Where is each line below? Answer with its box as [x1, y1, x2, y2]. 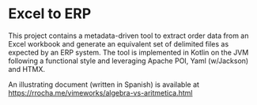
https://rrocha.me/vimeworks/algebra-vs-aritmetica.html [8, 88, 193, 97]
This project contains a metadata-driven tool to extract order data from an [8, 31, 249, 40]
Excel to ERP [8, 5, 92, 23]
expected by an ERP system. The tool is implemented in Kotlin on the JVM [8, 47, 249, 57]
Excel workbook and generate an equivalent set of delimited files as [8, 39, 229, 48]
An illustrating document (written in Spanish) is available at [8, 80, 200, 89]
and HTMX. [8, 64, 46, 73]
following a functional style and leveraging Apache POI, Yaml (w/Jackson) [8, 56, 249, 66]
